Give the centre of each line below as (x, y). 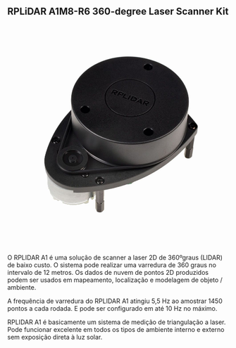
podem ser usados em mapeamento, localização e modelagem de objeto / (115, 280)
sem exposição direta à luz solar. (55, 337)
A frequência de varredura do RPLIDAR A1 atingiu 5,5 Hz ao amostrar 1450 (115, 301)
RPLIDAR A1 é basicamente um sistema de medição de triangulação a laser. (117, 322)
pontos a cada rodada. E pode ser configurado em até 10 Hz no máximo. (112, 308)
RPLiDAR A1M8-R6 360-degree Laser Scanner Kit (118, 12)
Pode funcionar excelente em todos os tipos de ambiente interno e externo (116, 329)
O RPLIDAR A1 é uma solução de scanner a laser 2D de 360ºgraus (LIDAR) (115, 257)
